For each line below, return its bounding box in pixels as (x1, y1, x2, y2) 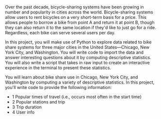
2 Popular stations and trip (12, 99, 65, 104)
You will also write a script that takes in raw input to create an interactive (5, 60, 150, 65)
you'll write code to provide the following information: (5, 85, 112, 90)
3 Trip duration (12, 104, 42, 110)
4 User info (12, 109, 35, 115)
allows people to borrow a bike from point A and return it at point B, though (5, 19, 155, 25)
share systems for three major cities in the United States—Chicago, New (5, 45, 150, 50)
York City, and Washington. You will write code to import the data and (5, 49, 144, 55)
